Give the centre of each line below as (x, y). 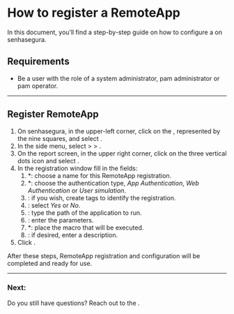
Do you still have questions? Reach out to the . (74, 303)
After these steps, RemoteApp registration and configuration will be (104, 255)
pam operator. (38, 86)
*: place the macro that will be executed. (86, 227)
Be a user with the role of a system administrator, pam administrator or (118, 78)
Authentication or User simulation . (77, 190)
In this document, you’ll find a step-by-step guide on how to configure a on (115, 32)
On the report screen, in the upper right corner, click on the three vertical (122, 153)
